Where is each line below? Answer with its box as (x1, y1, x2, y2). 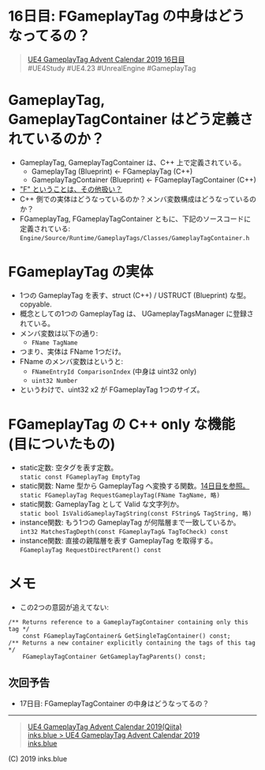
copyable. (19, 299, 53, 309)
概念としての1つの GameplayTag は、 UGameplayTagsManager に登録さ (19, 309, 254, 318)
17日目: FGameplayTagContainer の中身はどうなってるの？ (19, 698, 210, 708)
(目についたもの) (8, 435, 116, 453)
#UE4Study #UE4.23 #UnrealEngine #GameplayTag (27, 63, 196, 73)
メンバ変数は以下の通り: (19, 329, 99, 338)
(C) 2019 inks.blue (8, 753, 68, 763)
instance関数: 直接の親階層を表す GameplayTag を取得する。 (19, 535, 218, 545)
